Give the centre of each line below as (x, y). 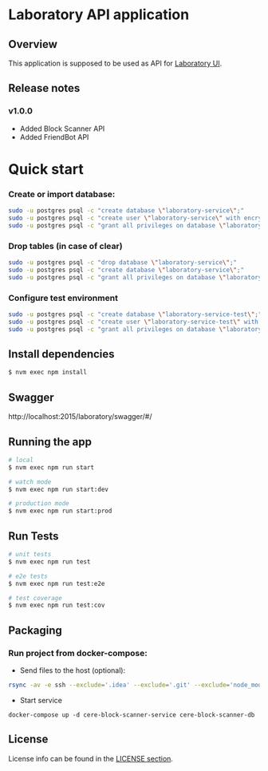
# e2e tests (28, 576)
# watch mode (30, 482)
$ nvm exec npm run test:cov (57, 605)
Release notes (44, 88)
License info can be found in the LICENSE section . (91, 758)
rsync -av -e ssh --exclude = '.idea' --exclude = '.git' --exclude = (119, 685)
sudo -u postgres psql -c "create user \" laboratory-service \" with (124, 218)
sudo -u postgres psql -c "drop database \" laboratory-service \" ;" (123, 263)
